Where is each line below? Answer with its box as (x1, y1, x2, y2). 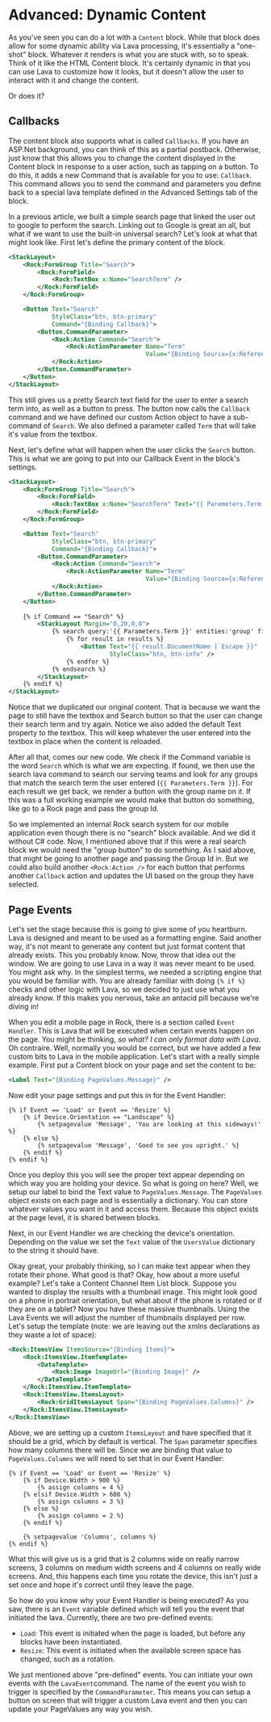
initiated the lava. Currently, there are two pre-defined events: (8, 1612, 214, 1622)
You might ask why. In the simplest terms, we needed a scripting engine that (8, 967, 262, 977)
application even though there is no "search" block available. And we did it (8, 828, 256, 838)
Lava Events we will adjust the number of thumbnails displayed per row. (8, 1312, 246, 1322)
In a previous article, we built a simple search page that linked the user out (8, 212, 256, 221)
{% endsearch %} (51, 665, 106, 673)
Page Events (8, 903, 73, 916)
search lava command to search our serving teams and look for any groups (8, 769, 258, 779)
